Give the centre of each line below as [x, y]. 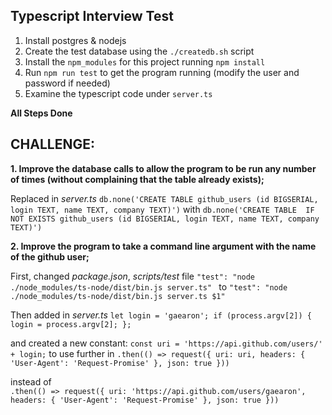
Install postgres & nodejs [75, 40]
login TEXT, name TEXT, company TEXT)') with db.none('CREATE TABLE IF [162, 209]
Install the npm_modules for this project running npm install [145, 61]
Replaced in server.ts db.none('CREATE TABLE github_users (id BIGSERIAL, [164, 198]
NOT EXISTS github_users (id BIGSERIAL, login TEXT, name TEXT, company [165, 219]
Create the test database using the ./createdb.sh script [139, 51]
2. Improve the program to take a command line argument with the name [163, 246]
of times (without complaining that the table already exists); [137, 179]
